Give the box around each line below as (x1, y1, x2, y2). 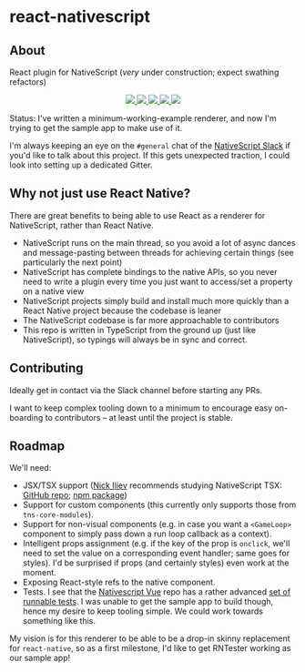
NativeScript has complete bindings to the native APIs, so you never (22, 266, 278, 277)
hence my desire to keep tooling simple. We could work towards (22, 606, 264, 616)
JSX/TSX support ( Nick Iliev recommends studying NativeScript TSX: (22, 480, 282, 491)
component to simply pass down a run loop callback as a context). (22, 528, 272, 539)
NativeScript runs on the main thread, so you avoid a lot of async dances (22, 237, 296, 248)
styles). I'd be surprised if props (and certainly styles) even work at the (22, 557, 290, 568)
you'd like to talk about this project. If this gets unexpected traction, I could (9, 150, 290, 160)
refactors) (9, 76, 47, 87)
